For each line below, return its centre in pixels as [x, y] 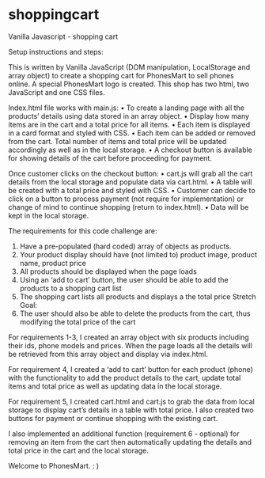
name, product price [53, 263]
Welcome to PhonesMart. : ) [54, 465]
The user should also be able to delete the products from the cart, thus [135, 313]
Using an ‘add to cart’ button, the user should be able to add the [124, 279]
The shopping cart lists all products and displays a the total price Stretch [138, 296]
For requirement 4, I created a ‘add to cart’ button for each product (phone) [131, 369]
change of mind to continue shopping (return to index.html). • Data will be [129, 207]
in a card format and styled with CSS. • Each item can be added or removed [132, 133]
